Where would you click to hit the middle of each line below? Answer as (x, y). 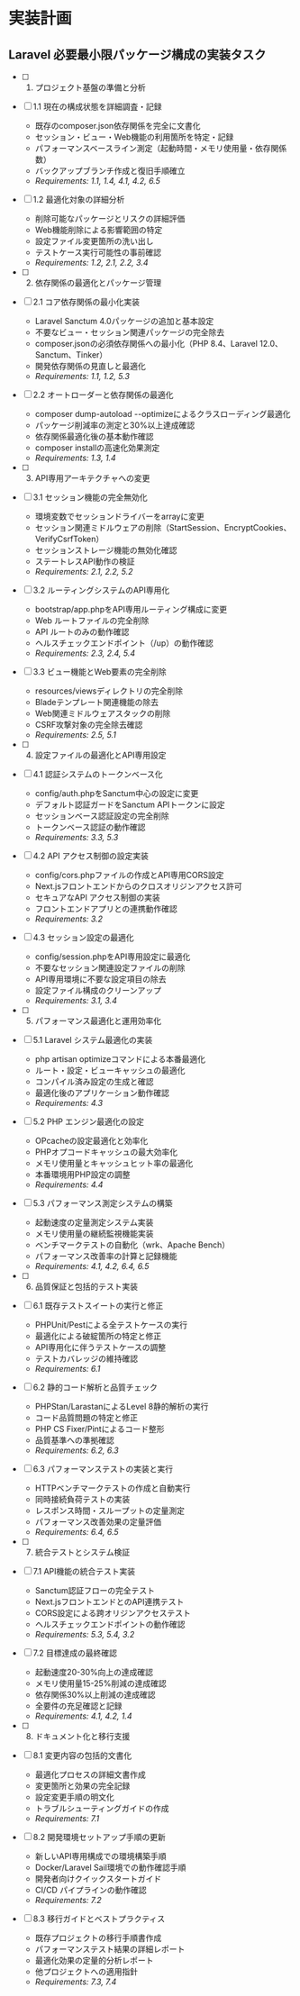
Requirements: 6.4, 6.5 (77, 1532)
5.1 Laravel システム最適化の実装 (93, 1040)
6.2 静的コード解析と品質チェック (95, 1387)
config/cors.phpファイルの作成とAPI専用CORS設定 (129, 875)
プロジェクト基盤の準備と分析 (90, 87)
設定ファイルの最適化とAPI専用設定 (100, 755)
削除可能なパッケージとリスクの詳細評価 (110, 218)
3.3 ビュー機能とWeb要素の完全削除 (100, 671)
